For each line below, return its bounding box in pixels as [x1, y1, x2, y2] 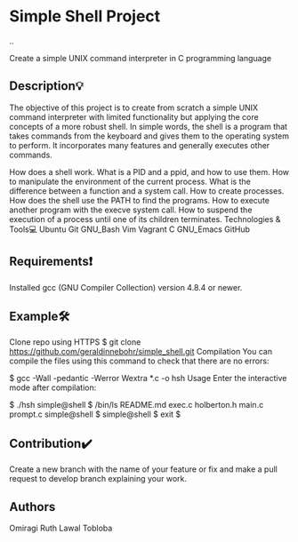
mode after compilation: [9, 382, 97, 393]
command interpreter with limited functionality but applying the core [9, 111, 260, 122]
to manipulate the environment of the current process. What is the [9, 176, 251, 187]
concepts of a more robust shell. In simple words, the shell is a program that [9, 121, 287, 132]
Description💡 [9, 78, 85, 94]
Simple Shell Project [9, 6, 161, 27]
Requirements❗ [9, 254, 93, 269]
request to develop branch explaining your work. [9, 474, 188, 484]
